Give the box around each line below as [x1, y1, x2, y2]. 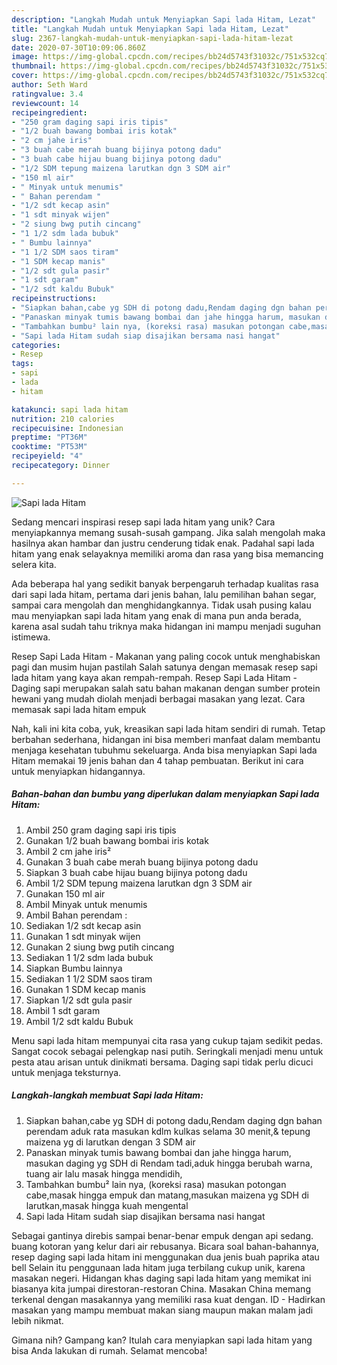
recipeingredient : [11, 107, 88, 118]
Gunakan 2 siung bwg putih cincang [25, 941, 175, 953]
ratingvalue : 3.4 [11, 89, 84, 99]
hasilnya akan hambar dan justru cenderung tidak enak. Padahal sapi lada [11, 537, 315, 549]
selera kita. [11, 558, 57, 570]
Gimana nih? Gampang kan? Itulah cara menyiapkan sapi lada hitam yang [11, 1334, 313, 1346]
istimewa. [11, 631, 51, 643]
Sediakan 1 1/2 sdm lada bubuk [25, 951, 154, 963]
